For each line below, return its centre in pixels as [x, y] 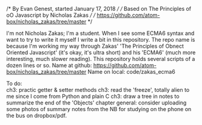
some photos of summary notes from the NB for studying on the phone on [99, 109]
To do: [14, 83]
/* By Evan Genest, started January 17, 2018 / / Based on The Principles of [99, 9]
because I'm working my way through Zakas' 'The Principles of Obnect [95, 46]
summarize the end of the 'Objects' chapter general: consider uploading [96, 103]
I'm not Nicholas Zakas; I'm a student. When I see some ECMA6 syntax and [100, 33]
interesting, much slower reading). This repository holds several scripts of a [101, 59]
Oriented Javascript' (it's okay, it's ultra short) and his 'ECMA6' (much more [101, 53]
